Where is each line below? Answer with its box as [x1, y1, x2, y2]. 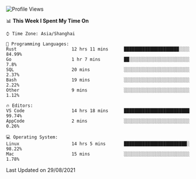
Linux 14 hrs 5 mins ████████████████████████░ [6, 141, 190, 147]
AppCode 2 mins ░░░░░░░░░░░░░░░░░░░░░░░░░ [6, 118, 190, 124]
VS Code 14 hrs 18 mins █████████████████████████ [6, 108, 190, 114]
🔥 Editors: [6, 103, 33, 109]
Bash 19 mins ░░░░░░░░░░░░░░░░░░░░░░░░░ [6, 77, 190, 83]
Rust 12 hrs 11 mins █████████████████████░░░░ [6, 46, 190, 52]
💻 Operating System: [6, 134, 59, 140]
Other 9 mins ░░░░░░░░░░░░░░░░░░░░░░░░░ [6, 87, 190, 93]
